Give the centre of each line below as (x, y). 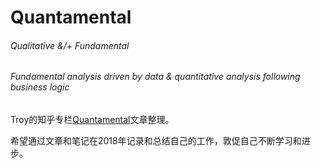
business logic (40, 87)
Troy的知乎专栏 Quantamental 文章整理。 (92, 119)
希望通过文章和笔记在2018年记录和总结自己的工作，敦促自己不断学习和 (156, 140)
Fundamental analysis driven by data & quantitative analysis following (155, 77)
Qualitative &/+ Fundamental (70, 45)
